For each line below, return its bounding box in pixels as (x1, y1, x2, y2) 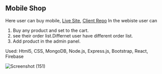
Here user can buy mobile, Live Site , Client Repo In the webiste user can (5, 17, 157, 23)
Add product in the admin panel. (12, 38, 81, 44)
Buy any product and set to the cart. (12, 27, 89, 33)
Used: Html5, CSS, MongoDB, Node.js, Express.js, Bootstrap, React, (5, 48, 148, 54)
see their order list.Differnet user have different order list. (12, 32, 133, 39)
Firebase (5, 53, 24, 59)
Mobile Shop (5, 4, 47, 13)
